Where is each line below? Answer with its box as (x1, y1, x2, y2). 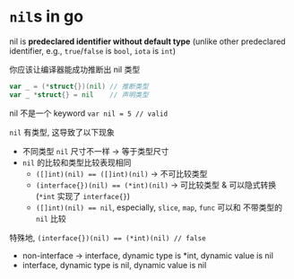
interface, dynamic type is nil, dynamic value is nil (22, 259, 207, 270)
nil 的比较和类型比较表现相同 (22, 157, 132, 168)
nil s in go (9, 6, 83, 27)
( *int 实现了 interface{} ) (35, 190, 131, 201)
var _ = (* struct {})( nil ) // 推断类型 (9, 82, 150, 91)
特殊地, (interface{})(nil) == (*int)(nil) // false (9, 231, 206, 243)
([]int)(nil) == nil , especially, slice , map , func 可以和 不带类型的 (35, 202, 282, 213)
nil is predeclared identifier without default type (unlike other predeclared (9, 36, 286, 47)
